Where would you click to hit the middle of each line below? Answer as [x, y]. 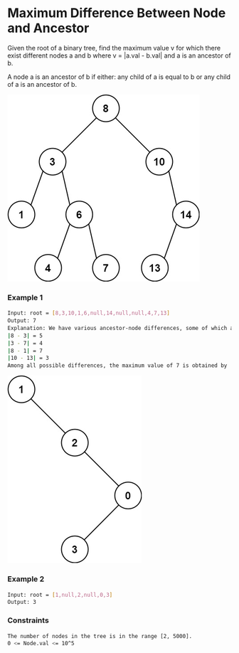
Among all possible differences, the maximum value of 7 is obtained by [117, 366]
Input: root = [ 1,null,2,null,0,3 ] [60, 595]
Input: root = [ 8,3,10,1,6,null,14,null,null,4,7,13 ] [89, 313]
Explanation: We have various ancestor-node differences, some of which [117, 328]
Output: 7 [22, 321]
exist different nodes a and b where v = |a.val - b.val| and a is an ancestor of [119, 55]
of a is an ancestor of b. [42, 84]
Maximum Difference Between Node [117, 13]
